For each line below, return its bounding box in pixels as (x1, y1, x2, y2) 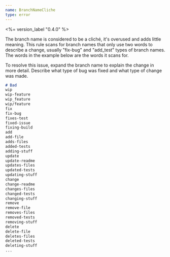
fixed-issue (5, 120, 30, 125)
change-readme (5, 181, 36, 187)
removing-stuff (5, 219, 38, 224)
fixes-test (5, 115, 28, 121)
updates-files (5, 163, 36, 168)
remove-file (5, 205, 30, 211)
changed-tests (5, 191, 36, 196)
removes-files (5, 210, 36, 215)
